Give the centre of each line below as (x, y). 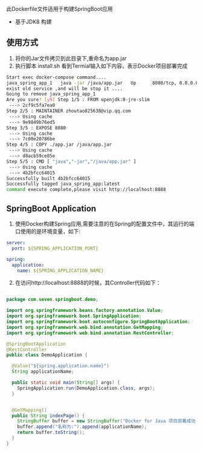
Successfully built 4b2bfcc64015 (48, 178)
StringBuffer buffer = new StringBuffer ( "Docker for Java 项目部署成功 (106, 421)
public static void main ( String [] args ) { (66, 383)
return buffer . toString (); (51, 433)
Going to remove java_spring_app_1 (51, 94)
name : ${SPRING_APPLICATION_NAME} (60, 271)
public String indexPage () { (48, 416)
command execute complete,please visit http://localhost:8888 (86, 190)
